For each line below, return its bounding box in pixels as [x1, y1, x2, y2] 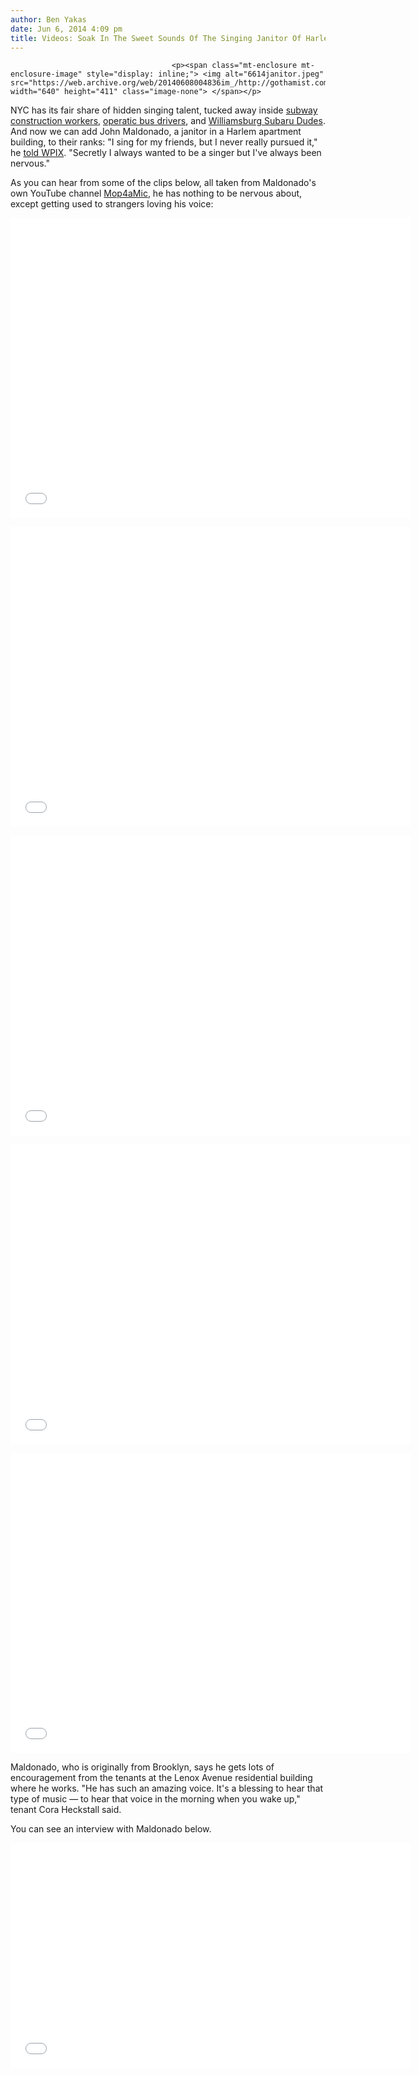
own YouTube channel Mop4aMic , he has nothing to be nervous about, [10, 187, 303, 200]
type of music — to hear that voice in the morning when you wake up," [10, 1793, 301, 1805]
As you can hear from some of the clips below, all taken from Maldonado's [10, 177, 317, 189]
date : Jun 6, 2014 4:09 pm [10, 24, 123, 34]
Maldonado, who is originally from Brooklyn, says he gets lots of [10, 1761, 275, 1773]
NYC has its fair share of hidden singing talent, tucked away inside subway [10, 104, 318, 116]
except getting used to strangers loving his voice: [10, 198, 214, 210]
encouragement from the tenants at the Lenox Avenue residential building [10, 1772, 313, 1784]
